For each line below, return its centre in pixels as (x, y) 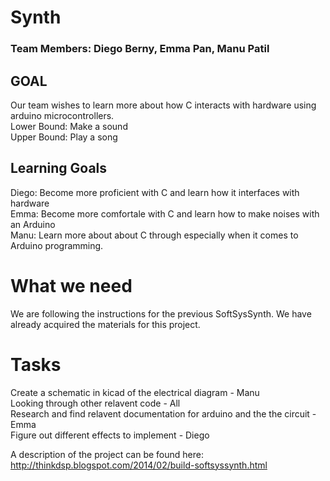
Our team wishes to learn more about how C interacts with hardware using (163, 105)
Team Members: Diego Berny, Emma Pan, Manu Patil (140, 49)
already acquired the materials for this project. (105, 324)
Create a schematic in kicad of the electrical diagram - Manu (135, 392)
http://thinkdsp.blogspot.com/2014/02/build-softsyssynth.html (139, 465)
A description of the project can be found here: (107, 454)
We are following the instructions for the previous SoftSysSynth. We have (161, 313)
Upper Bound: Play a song (64, 137)
